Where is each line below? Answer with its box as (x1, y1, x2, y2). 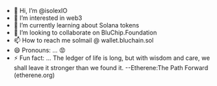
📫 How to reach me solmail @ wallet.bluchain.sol (13, 36, 154, 44)
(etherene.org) (13, 71, 55, 79)
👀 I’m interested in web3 (13, 14, 82, 22)
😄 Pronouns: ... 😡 (13, 46, 66, 54)
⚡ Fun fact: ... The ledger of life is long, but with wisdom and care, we (13, 54, 211, 62)
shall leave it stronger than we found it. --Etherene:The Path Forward (13, 64, 208, 72)
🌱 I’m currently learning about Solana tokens (13, 21, 139, 29)
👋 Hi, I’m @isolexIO (13, 7, 68, 14)
